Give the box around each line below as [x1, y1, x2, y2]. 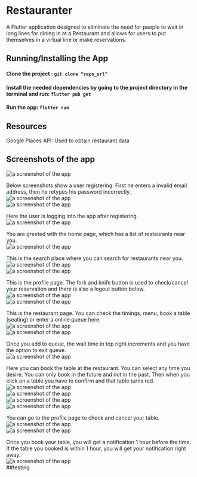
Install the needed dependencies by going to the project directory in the [6, 84, 188, 91]
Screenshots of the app [6, 154, 96, 164]
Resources [6, 121, 47, 132]
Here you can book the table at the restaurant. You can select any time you [6, 364, 190, 371]
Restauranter [6, 4, 73, 17]
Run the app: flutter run [6, 104, 69, 111]
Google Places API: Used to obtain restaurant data [6, 137, 130, 144]
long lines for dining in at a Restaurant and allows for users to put [6, 29, 166, 36]
